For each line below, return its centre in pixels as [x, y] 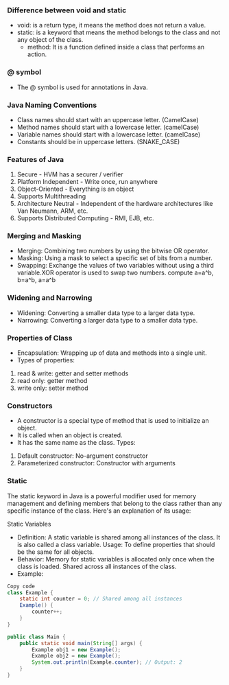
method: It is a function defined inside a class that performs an [116, 47]
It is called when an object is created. [70, 435]
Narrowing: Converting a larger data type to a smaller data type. [107, 320]
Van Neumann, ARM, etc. [52, 211]
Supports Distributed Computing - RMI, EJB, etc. [85, 218]
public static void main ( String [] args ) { [81, 643]
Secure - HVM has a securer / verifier [70, 174]
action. [37, 54]
